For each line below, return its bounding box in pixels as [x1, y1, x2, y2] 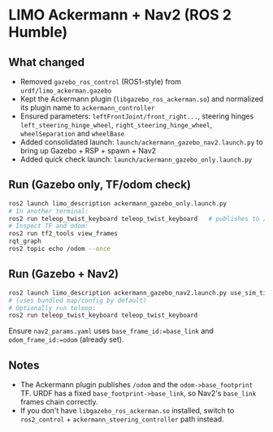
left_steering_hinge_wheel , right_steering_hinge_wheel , [19, 120, 213, 129]
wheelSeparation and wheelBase [19, 128, 125, 138]
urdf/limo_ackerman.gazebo [19, 87, 112, 95]
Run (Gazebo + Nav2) [8, 267, 119, 281]
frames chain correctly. [19, 397, 99, 407]
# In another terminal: [8, 207, 89, 215]
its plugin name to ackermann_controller [19, 103, 155, 112]
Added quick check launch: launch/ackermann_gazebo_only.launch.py [19, 154, 253, 164]
